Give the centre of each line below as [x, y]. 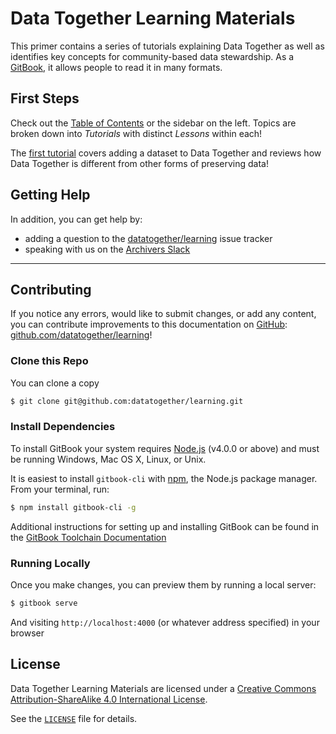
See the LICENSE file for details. [74, 718]
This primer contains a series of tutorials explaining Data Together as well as [167, 46]
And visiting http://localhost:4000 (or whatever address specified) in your [165, 622]
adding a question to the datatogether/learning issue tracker [148, 238]
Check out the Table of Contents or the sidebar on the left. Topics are [153, 123]
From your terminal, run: [60, 489]
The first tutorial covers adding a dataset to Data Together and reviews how [166, 153]
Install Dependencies [63, 427]
